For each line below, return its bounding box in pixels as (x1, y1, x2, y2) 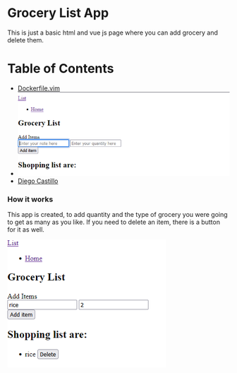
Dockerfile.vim (17, 83, 60, 93)
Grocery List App (7, 5, 109, 21)
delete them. (7, 35, 44, 44)
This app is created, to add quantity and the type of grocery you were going (7, 211, 228, 219)
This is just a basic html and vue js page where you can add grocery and (7, 28, 219, 37)
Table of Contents (7, 61, 114, 77)
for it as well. (7, 225, 44, 234)
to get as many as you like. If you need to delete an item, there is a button (7, 218, 221, 227)
